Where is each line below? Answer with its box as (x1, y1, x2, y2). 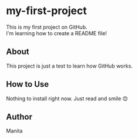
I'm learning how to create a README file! (6, 29, 107, 36)
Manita (6, 127, 23, 134)
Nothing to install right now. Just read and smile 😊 (6, 95, 128, 102)
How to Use (6, 79, 49, 89)
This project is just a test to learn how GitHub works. (6, 62, 133, 69)
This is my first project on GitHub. (6, 23, 87, 30)
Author (6, 111, 32, 121)
